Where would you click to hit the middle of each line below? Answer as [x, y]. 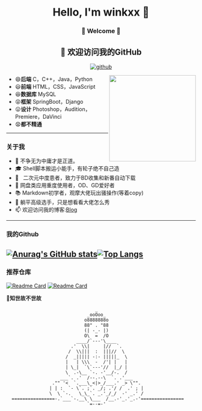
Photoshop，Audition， [62, 109]
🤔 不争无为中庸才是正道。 [46, 161]
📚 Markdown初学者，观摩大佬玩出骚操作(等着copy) [79, 193]
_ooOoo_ [96, 314]
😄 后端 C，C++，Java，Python [54, 79]
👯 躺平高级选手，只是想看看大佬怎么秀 [62, 202]
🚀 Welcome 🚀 [101, 31]
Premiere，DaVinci [38, 116]
